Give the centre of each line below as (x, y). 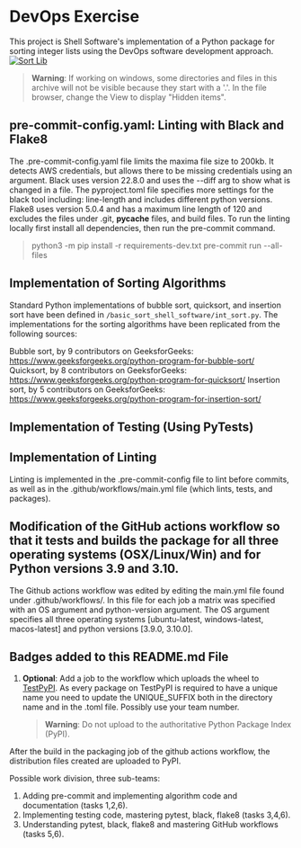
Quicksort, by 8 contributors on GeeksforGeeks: (98, 370)
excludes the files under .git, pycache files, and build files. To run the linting (150, 219)
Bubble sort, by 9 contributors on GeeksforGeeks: (102, 351)
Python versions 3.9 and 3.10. (94, 569)
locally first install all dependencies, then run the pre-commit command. (142, 228)
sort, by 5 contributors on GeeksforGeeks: (88, 389)
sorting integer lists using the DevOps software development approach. (142, 50)
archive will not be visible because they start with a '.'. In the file (149, 87)
